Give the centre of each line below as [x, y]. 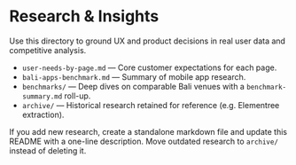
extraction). [43, 114]
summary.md [42, 96]
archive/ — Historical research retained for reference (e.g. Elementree [151, 105]
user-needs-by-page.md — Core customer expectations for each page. [149, 67]
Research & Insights [84, 16]
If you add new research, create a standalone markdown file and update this [148, 131]
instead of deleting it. [48, 150]
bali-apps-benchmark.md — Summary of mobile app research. [134, 76]
